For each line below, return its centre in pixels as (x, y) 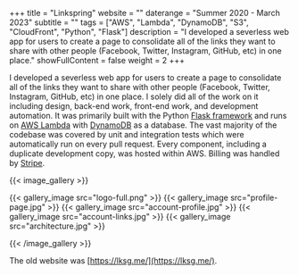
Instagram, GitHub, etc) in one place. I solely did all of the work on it (134, 96)
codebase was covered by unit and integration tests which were (127, 134)
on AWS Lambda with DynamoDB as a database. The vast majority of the (143, 125)
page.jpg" (28, 207)
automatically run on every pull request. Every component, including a (138, 144)
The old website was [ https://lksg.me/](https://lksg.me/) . (113, 261)
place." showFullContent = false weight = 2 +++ (97, 60)
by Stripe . (27, 163)
